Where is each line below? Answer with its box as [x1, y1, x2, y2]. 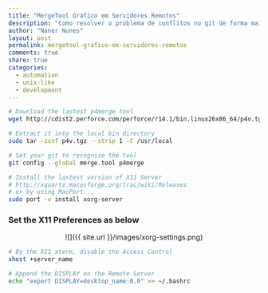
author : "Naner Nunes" [8, 26, 84, 34]
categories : [8, 64, 48, 72]
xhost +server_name [8, 255, 73, 263]
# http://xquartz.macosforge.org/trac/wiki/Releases [8, 180, 187, 188]
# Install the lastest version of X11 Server [8, 173, 162, 181]
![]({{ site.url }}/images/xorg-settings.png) [65, 232, 203, 242]
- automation [15, 71, 59, 79]
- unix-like [15, 78, 56, 86]
